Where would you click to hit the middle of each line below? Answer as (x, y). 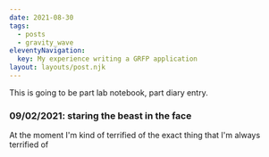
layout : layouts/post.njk (57, 68)
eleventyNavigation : (48, 51)
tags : (19, 26)
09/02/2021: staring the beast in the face (101, 115)
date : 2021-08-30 (42, 17)
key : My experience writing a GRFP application (108, 59)
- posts (32, 34)
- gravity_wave (46, 42)
